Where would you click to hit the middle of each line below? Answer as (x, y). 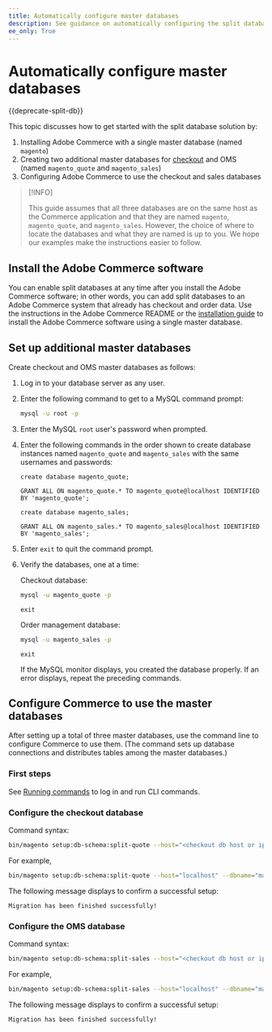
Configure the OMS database (67, 926)
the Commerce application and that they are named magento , (129, 217)
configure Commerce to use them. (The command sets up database (121, 744)
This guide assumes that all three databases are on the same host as (142, 209)
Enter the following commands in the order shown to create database (135, 445)
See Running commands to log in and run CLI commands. (104, 791)
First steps (30, 774)
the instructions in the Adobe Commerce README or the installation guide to (136, 314)
